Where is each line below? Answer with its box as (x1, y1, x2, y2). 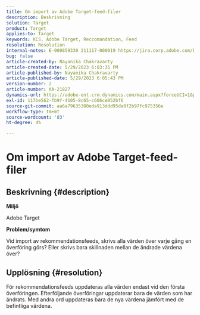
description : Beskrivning (6, 14, 70, 20)
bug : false (6, 53, 33, 59)
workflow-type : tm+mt (6, 109, 60, 115)
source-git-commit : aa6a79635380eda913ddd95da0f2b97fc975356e (6, 103, 164, 109)
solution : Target (6, 20, 49, 26)
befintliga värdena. (6, 302, 52, 309)
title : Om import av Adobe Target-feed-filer (6, 8, 121, 15)
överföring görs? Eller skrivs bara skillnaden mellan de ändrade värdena (6, 244, 183, 251)
